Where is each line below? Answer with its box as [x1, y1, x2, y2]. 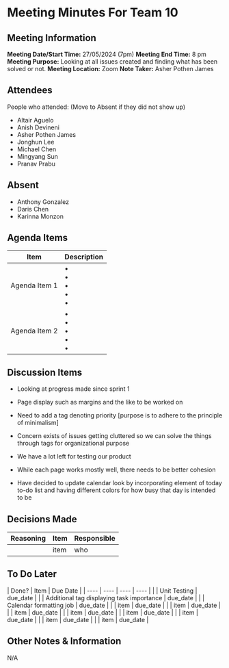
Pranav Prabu [16, 159, 56, 168]
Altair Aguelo [16, 116, 54, 124]
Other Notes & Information [7, 635, 122, 647]
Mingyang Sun [16, 152, 58, 160]
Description [64, 252, 104, 261]
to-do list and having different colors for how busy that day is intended [16, 486, 216, 494]
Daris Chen [16, 205, 49, 213]
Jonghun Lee [16, 138, 55, 146]
